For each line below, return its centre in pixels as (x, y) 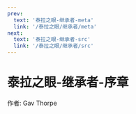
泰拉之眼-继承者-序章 (68, 82)
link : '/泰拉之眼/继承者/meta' (55, 26)
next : (15, 33)
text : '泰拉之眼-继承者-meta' (54, 20)
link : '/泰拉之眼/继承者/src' (54, 46)
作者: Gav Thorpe (32, 103)
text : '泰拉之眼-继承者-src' (52, 40)
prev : (15, 14)
